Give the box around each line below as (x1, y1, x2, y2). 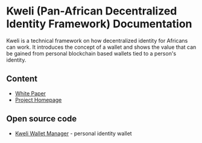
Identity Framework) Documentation (6, 17, 192, 31)
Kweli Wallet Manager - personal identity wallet (14, 130, 132, 137)
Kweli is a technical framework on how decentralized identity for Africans (6, 37, 188, 44)
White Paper (14, 89, 46, 97)
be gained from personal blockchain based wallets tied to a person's (6, 49, 177, 57)
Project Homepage (14, 96, 62, 103)
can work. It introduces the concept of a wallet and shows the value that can (6, 43, 197, 51)
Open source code (6, 113, 77, 124)
